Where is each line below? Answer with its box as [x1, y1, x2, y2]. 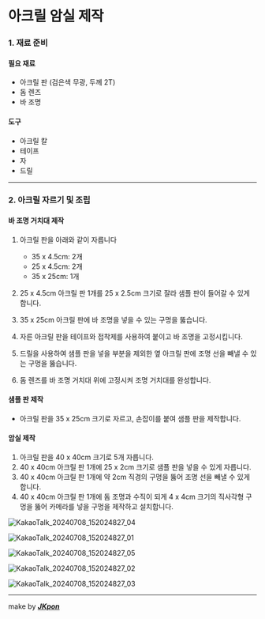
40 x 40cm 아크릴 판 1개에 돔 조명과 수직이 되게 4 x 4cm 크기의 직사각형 [19, 492, 244, 502]
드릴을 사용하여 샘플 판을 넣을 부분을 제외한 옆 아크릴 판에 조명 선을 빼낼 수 [19, 349, 249, 358]
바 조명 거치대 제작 [8, 216, 65, 225]
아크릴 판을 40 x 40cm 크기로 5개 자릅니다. [19, 452, 154, 462]
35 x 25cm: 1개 [31, 271, 80, 281]
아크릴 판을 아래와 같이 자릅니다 [19, 235, 117, 244]
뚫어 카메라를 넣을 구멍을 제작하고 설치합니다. [34, 502, 174, 511]
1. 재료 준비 [8, 37, 48, 48]
